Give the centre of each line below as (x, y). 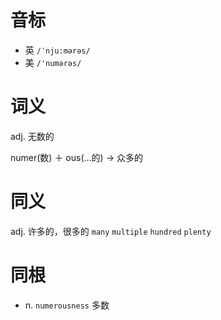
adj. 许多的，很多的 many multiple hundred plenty (111, 231)
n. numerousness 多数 (67, 305)
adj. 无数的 (32, 136)
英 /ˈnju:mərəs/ (57, 50)
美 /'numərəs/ (53, 62)
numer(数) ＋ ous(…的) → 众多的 (76, 157)
